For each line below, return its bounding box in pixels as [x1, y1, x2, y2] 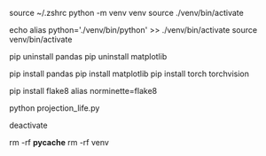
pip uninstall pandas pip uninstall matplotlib [9, 51, 168, 61]
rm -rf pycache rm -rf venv [9, 137, 109, 147]
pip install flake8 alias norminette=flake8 [9, 86, 158, 96]
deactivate [9, 120, 48, 130]
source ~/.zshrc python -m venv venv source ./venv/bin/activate [9, 8, 244, 18]
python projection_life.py [9, 103, 100, 113]
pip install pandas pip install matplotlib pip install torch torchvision [9, 68, 250, 79]
